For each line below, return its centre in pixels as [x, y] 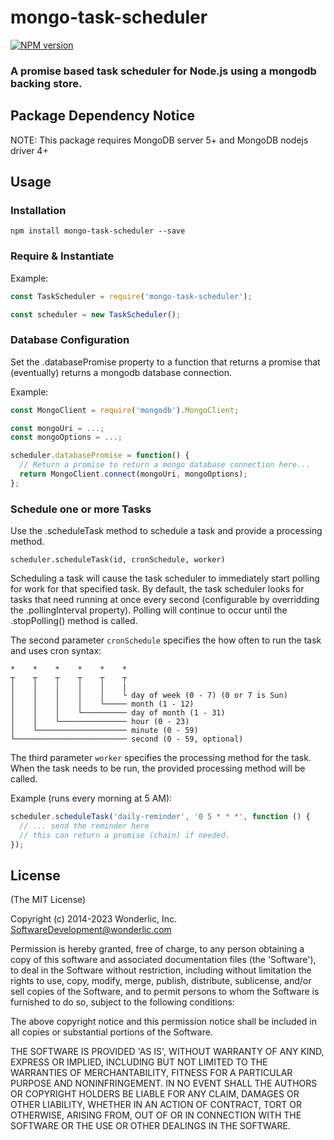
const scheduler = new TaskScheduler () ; [96, 314]
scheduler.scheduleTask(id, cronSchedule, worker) [118, 560]
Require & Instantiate [62, 256]
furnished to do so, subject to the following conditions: [122, 1002]
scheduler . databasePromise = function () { [100, 456]
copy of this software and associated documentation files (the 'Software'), [163, 960]
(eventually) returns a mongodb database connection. [121, 372]
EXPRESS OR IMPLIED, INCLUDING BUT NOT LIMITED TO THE [139, 1062]
